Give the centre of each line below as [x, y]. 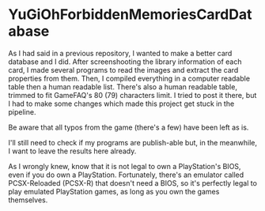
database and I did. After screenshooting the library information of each [125, 62]
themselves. [28, 200]
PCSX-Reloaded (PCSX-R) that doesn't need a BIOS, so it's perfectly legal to [132, 183]
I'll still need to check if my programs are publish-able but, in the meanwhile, [132, 142]
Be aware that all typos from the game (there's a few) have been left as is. [129, 127]
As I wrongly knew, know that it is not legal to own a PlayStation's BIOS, [125, 166]
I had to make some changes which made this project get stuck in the [121, 104]
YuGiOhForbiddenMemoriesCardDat [130, 15]
